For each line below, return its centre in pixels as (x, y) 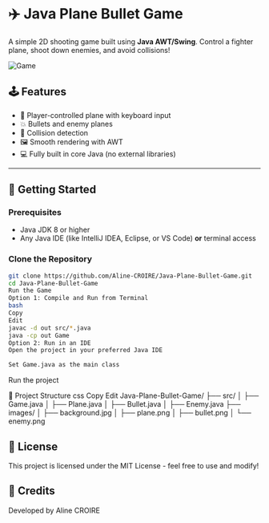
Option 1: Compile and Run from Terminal (78, 298)
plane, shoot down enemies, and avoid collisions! (89, 50)
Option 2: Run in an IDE (50, 343)
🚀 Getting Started (52, 190)
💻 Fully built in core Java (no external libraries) (98, 154)
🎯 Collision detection (54, 132)
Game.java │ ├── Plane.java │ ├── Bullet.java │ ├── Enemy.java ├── (125, 404)
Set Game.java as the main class (64, 365)
